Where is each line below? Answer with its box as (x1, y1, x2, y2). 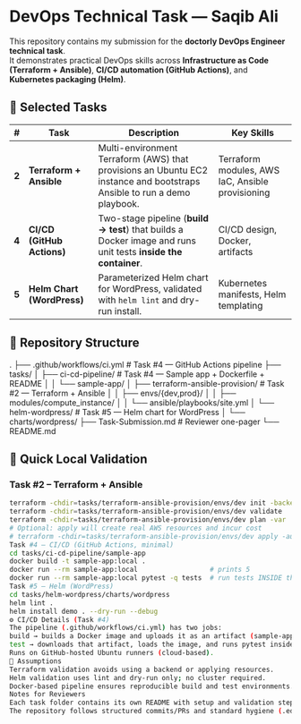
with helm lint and (98, 294, 178, 306)
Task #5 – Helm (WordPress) (9, 582, 115, 591)
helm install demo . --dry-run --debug (9, 607, 159, 616)
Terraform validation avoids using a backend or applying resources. (9, 665, 275, 674)
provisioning (218, 186, 271, 199)
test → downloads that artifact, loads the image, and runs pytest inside (9, 640, 295, 650)
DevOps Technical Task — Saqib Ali (9, 6, 279, 27)
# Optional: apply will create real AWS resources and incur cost (9, 524, 262, 532)
